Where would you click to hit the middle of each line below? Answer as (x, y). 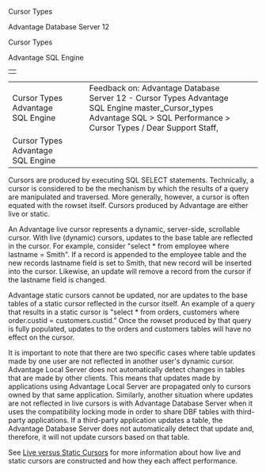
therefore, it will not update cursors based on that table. (99, 437)
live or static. (29, 214)
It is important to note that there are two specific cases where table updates (132, 353)
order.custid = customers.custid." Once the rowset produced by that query (130, 320)
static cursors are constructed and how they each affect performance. (123, 461)
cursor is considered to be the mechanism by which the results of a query (129, 188)
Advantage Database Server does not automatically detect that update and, (131, 429)
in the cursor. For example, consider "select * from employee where (119, 246)
